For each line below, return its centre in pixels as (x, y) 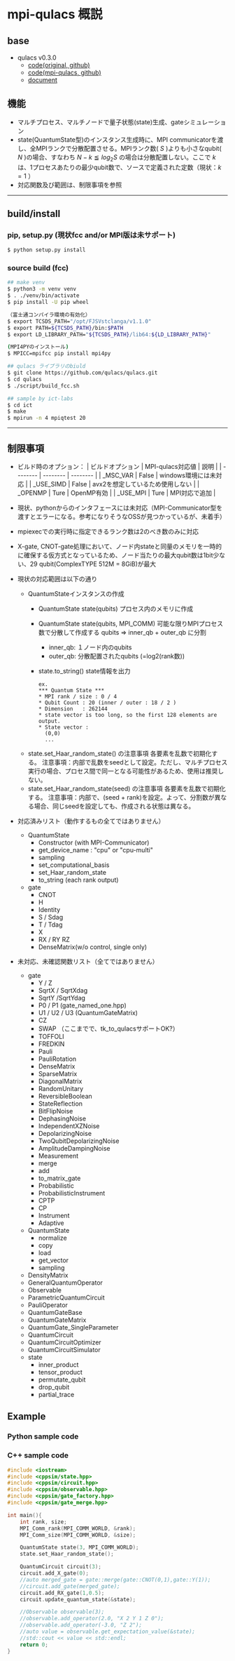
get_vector (53, 1260)
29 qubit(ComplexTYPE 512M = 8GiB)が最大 (93, 564)
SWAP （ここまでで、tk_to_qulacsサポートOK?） (108, 1028)
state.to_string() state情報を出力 (84, 671)
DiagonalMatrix (60, 1081)
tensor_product (60, 1372)
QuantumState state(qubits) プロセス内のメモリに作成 (116, 609)
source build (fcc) (38, 268)
